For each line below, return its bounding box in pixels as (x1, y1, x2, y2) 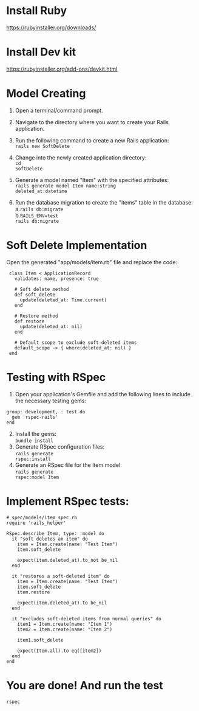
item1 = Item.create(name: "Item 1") (17, 621, 113, 627)
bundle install (15, 438, 54, 444)
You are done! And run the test (6, 678, 164, 692)
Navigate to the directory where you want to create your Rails (15, 118, 169, 125)
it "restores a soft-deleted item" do (12, 573, 110, 579)
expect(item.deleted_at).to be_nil (17, 600, 107, 606)
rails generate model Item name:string (15, 183, 116, 189)
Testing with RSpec (6, 370, 106, 384)
